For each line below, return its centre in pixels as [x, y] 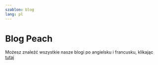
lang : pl [14, 14]
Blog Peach [29, 39]
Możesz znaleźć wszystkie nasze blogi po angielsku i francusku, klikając [79, 52]
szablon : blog [20, 10]
